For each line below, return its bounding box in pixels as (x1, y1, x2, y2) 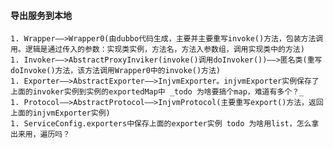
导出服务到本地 (10, 9, 72, 21)
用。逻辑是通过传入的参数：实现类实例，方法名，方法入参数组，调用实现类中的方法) (10, 45, 305, 55)
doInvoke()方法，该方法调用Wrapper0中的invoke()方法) (10, 66, 221, 76)
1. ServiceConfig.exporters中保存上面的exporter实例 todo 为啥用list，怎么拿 (10, 119, 320, 129)
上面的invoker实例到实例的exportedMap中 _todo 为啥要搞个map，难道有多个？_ (10, 87, 305, 97)
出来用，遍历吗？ (10, 130, 71, 140)
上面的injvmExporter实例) (10, 108, 111, 119)
